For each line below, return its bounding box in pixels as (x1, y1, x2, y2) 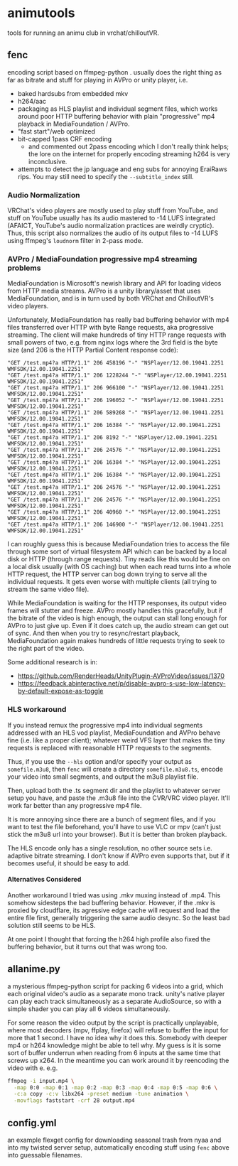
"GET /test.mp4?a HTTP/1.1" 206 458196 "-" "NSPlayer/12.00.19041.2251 (7, 360, 224, 367)
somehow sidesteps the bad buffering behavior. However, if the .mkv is (7, 898, 215, 907)
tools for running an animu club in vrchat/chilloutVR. (7, 28, 160, 37)
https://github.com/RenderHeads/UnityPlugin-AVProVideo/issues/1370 (17, 671, 225, 680)
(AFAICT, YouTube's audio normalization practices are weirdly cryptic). (7, 222, 215, 230)
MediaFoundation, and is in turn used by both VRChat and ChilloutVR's (7, 294, 215, 303)
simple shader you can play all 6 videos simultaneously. (7, 1004, 171, 1013)
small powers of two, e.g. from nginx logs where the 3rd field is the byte (7, 338, 218, 347)
